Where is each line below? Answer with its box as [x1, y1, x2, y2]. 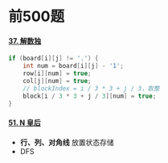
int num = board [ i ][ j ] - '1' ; [23, 62, 125, 70]
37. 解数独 [8, 36, 42, 45]
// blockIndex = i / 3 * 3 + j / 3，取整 [23, 84, 160, 93]
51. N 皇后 [8, 118, 42, 127]
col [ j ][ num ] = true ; [23, 77, 92, 86]
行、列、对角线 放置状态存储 [19, 137, 114, 147]
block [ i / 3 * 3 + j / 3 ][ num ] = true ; [23, 92, 157, 100]
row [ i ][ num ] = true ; [23, 69, 92, 77]
